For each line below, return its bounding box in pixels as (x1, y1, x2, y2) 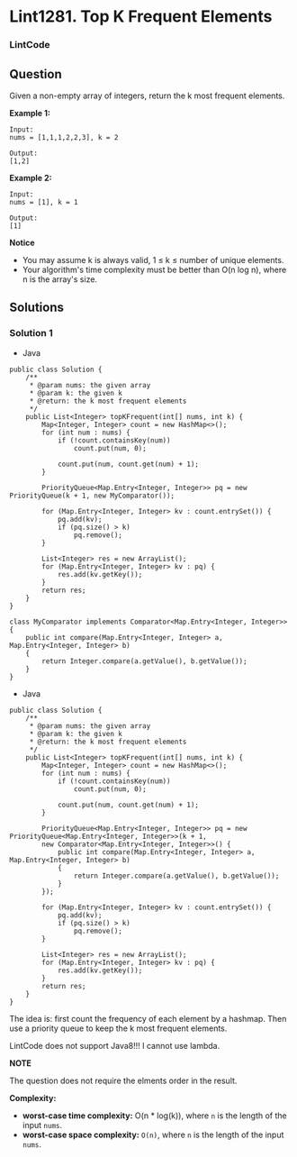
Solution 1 (9, 327, 53, 340)
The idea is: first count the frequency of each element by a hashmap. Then (9, 1013, 287, 1024)
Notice (9, 237, 35, 248)
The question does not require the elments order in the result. (9, 1075, 238, 1086)
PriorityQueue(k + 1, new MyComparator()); (9, 491, 175, 500)
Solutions (9, 300, 65, 315)
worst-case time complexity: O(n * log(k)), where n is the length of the (22, 1110, 287, 1121)
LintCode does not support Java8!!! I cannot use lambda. (9, 1040, 220, 1051)
